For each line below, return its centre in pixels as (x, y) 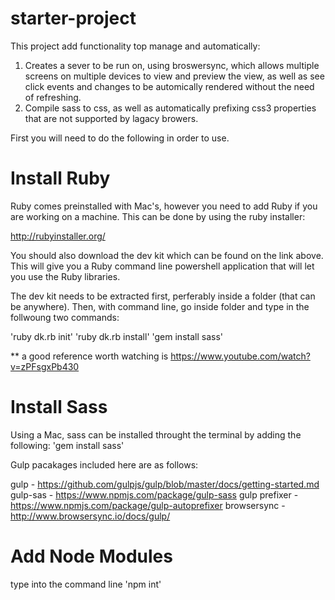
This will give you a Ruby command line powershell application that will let (162, 266)
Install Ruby (60, 178)
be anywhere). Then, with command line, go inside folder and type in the (160, 306)
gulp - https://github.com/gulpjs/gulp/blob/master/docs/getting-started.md (165, 484)
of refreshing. (53, 97)
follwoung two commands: (65, 317)
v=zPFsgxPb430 (45, 366)
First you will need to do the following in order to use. (120, 138)
